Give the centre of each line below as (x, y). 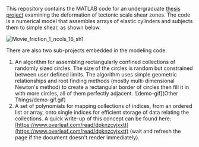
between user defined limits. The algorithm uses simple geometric (96, 74)
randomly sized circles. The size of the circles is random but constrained (104, 68)
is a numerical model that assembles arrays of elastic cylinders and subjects (99, 21)
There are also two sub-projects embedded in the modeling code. (87, 50)
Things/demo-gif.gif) (40, 100)
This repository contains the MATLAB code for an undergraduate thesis (94, 9)
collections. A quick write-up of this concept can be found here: (93, 119)
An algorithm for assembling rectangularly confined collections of (95, 62)
